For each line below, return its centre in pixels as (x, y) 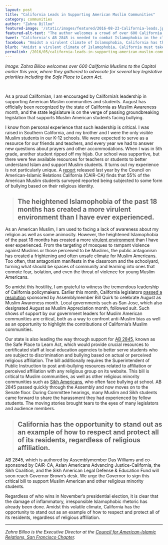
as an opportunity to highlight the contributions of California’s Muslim (76, 324)
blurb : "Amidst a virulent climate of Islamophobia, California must (79, 47)
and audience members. (30, 409)
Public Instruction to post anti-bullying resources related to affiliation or (78, 366)
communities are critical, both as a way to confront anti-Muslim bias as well (83, 319)
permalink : (16, 52)
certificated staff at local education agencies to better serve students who (81, 350)
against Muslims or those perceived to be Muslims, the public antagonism (81, 251)
